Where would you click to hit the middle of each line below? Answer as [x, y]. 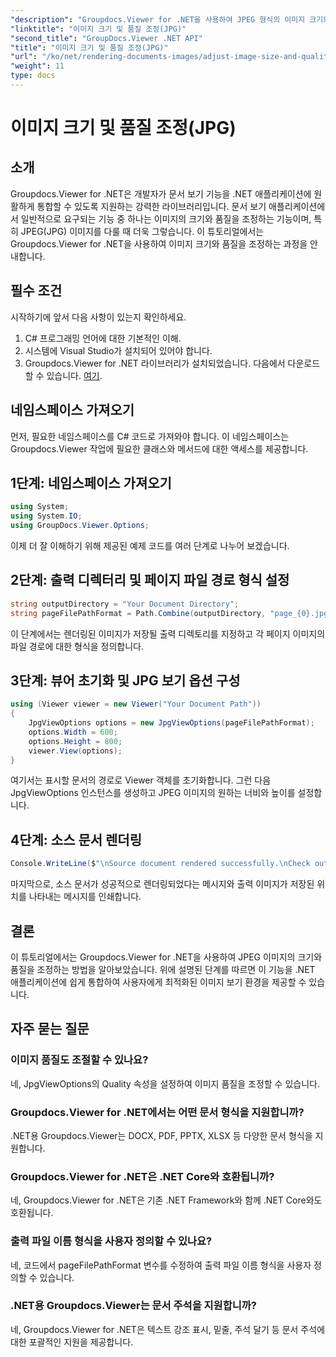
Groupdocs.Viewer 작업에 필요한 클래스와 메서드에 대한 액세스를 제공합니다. [159, 448]
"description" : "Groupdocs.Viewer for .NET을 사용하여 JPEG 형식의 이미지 [158, 19]
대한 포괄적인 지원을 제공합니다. [72, 1342]
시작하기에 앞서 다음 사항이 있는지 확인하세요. [98, 317]
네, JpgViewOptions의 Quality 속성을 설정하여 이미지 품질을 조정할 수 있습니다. [165, 1083]
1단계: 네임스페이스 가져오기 [91, 482]
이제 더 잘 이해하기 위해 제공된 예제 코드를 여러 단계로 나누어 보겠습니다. [150, 545]
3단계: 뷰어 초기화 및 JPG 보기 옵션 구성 [125, 680]
